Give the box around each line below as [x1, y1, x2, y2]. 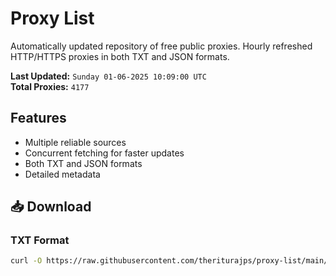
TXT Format [10, 233, 70, 247]
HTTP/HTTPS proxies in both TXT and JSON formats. [10, 50, 230, 62]
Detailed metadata [24, 168, 101, 180]
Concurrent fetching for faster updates [24, 147, 185, 159]
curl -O [10, 256, 43, 266]
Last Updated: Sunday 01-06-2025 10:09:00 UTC [10, 70, 207, 82]
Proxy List [10, 7, 95, 30]
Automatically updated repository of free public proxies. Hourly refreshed [10, 40, 313, 52]
